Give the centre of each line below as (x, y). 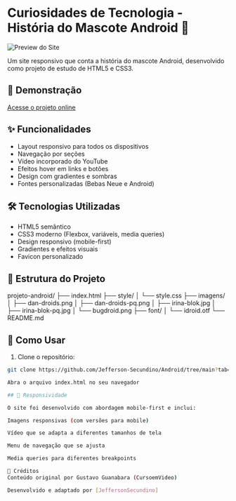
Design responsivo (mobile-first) (64, 242)
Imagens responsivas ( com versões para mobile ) (78, 420)
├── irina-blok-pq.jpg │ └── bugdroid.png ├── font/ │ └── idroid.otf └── (116, 311)
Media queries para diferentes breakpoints (72, 459)
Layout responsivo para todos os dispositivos (83, 146)
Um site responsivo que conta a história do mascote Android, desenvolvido (116, 60)
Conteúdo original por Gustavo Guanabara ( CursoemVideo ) (92, 477)
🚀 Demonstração (45, 90)
